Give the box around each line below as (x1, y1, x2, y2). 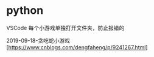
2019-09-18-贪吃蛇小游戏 (6, 37, 70, 44)
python (6, 4, 44, 17)
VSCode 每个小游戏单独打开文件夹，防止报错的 (6, 24, 125, 31)
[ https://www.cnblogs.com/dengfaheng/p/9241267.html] (6, 43, 148, 51)
